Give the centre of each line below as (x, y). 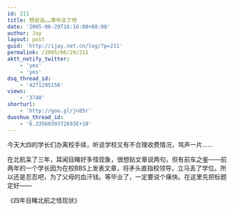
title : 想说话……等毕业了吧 (42, 20)
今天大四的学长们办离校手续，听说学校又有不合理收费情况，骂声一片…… (110, 144)
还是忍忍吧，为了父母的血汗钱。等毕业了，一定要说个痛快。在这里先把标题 (120, 177)
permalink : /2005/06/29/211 (48, 53)
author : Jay (24, 33)
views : (17, 91)
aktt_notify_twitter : (39, 59)
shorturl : (22, 104)
